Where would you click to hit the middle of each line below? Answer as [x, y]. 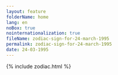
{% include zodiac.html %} [39, 66]
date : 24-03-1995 [27, 50]
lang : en [17, 22]
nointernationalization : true [43, 33]
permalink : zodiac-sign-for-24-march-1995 [59, 45]
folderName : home [27, 17]
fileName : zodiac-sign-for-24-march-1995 [58, 39]
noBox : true [21, 28]
